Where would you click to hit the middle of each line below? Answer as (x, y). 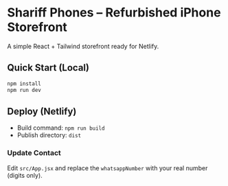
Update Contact (34, 153)
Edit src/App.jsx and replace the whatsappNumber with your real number (107, 168)
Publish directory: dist (49, 135)
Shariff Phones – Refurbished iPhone (114, 13)
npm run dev (24, 90)
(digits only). (25, 175)
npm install (24, 84)
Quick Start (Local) (48, 68)
